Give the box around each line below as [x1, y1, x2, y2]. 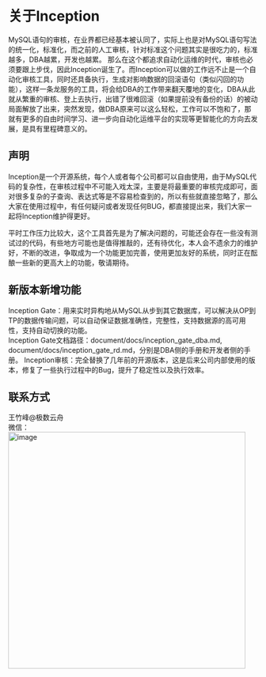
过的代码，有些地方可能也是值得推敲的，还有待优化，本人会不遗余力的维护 [14, 238, 258, 248]
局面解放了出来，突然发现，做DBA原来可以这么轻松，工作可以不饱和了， [8, 104, 245, 113]
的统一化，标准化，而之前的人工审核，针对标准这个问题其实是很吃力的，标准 [8, 44, 258, 54]
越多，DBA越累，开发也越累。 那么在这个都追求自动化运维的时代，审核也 [8, 55, 247, 64]
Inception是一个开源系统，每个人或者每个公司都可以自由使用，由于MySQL [8, 172, 250, 181]
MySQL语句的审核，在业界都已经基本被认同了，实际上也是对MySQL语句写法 [8, 35, 257, 44]
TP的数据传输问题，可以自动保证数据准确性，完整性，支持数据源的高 [8, 316, 232, 325]
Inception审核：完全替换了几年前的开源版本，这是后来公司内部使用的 [23, 355, 249, 365]
